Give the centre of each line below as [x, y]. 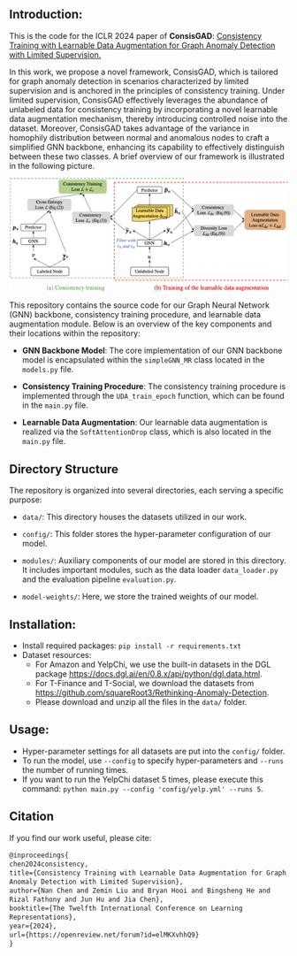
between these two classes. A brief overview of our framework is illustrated [147, 156]
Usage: [30, 730]
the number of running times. [75, 769]
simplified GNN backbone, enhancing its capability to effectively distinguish [147, 147]
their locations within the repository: [75, 333]
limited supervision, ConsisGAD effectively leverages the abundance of [139, 100]
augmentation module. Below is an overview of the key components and [141, 324]
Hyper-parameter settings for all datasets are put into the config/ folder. [153, 751]
